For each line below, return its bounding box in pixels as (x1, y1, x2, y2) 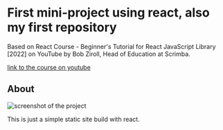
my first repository (7, 19, 117, 35)
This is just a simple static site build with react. (7, 115, 140, 123)
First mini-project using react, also (7, 5, 210, 21)
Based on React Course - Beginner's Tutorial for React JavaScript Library (7, 42, 216, 50)
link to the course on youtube (7, 63, 91, 71)
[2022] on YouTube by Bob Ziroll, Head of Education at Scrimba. (7, 50, 190, 58)
